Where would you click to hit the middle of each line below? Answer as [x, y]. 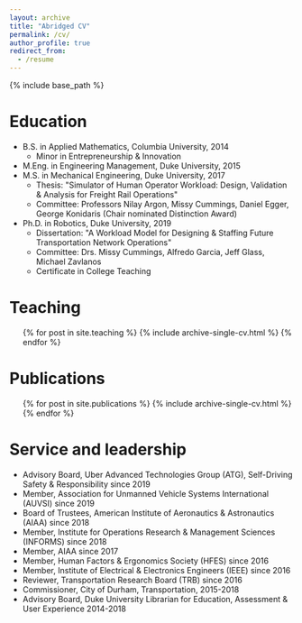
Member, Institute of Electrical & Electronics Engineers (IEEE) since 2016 [156, 570]
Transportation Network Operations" [104, 242]
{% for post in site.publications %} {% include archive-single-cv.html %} [157, 403]
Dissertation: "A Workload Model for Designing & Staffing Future [155, 233]
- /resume [36, 60]
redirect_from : [38, 51]
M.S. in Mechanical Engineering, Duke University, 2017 [124, 175]
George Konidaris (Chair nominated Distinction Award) [136, 214]
